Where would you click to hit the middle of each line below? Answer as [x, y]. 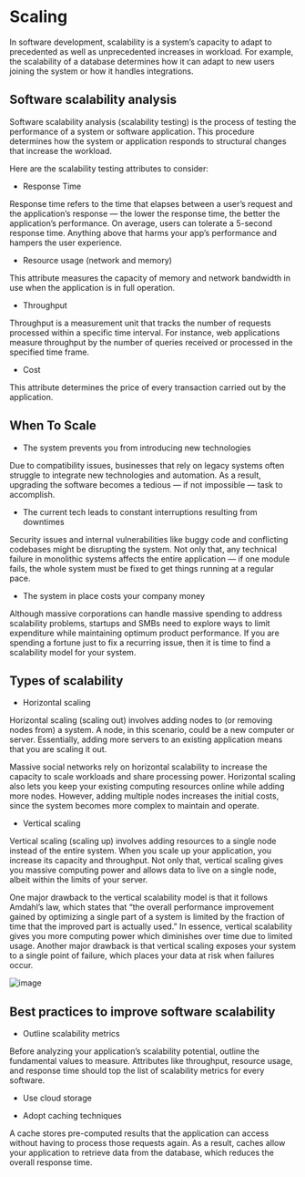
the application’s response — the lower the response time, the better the [145, 213]
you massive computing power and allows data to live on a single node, [143, 870]
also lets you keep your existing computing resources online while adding [147, 787]
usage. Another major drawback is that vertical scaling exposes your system [153, 946]
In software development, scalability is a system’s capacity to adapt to [141, 42]
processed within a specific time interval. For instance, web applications [145, 332]
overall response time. [51, 1162]
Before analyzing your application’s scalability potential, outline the [134, 1051]
